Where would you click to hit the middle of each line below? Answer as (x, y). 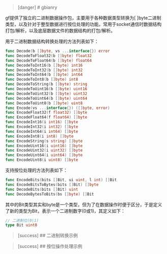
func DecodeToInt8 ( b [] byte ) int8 (42, 79)
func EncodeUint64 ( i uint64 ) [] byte (44, 155)
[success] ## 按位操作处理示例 (50, 246)
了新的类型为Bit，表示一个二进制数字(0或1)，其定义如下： (65, 211)
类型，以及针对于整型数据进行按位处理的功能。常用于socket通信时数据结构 (83, 24)
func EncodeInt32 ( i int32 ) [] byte (42, 127)
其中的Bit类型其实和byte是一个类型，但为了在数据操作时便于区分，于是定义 (84, 204)
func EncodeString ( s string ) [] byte (44, 141)
